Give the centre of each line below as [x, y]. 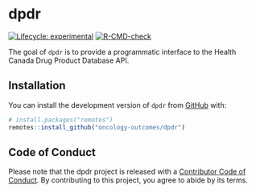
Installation [37, 86]
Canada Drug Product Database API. [69, 60]
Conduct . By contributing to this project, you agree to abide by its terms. [128, 180]
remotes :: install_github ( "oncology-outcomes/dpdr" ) [97, 127]
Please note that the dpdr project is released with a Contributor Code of [127, 172]
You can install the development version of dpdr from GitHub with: [118, 105]
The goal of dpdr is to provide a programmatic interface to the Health [122, 51]
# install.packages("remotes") [61, 120]
